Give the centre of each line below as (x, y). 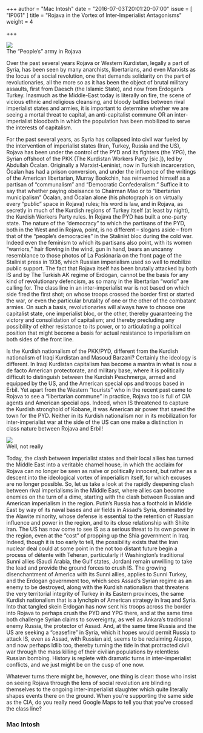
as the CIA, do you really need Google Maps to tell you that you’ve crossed (100, 702)
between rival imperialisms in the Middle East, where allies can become (95, 490)
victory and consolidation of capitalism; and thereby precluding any (90, 320)
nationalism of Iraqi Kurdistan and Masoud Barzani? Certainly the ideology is (101, 357)
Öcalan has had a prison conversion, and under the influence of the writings (101, 172)
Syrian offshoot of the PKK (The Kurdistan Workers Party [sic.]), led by (94, 159)
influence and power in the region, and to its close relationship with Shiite (98, 523)
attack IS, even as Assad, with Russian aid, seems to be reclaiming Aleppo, (99, 639)
